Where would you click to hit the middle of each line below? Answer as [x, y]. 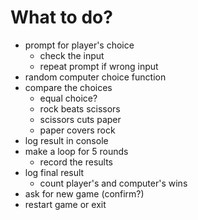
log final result [54, 172]
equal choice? [68, 98]
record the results [76, 162]
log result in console [66, 140]
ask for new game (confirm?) [84, 193]
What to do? [61, 17]
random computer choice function [95, 77]
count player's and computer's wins [113, 183]
